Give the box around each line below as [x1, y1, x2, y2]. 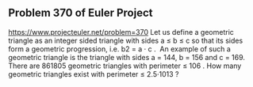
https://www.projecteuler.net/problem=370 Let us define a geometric [8, 27, 234, 36]
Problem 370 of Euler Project [8, 6, 153, 20]
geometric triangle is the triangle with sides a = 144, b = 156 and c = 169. [8, 52, 246, 62]
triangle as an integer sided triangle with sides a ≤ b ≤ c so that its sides [8, 36, 243, 45]
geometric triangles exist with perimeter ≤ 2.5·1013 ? [8, 69, 179, 78]
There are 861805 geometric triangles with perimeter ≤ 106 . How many [8, 61, 242, 70]
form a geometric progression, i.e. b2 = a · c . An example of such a [8, 43, 232, 54]
